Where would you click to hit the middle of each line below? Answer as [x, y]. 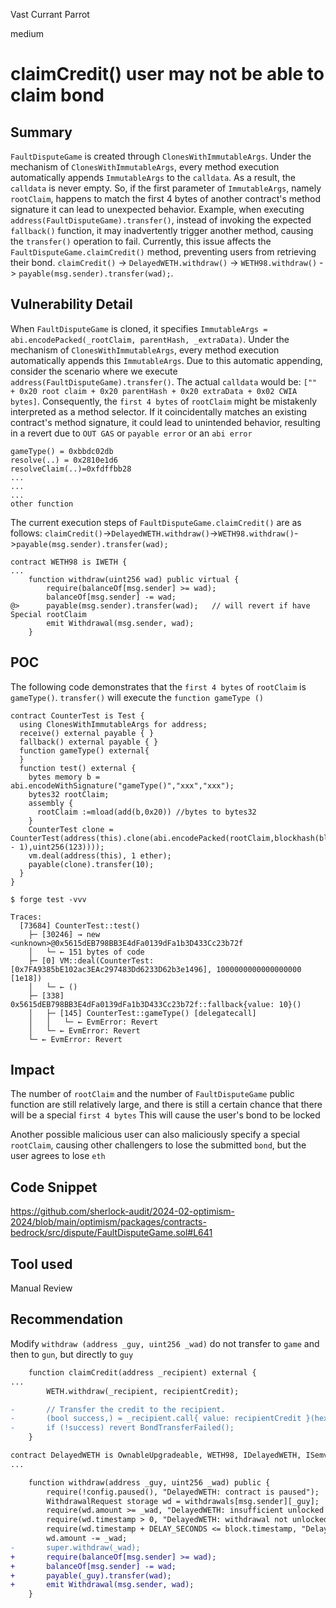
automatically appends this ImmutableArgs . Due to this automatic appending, [166, 360]
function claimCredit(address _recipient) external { [142, 1372]
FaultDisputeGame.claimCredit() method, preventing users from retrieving [163, 252]
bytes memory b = [64, 777]
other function [42, 504]
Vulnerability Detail [71, 304]
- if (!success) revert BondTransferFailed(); [122, 1428]
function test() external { [78, 768]
